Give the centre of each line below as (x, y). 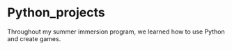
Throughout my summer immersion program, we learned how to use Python (116, 32)
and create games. (34, 38)
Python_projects (56, 13)
